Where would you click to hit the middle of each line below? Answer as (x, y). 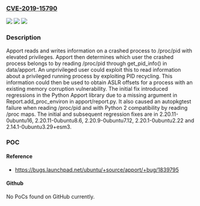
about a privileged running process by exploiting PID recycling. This (90, 76)
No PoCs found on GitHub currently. (50, 196)
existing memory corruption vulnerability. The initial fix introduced (87, 88)
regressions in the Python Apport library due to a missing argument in (92, 95)
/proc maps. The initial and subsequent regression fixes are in (82, 114)
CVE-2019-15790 (32, 8)
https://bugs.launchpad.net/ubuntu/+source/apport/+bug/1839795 (97, 170)
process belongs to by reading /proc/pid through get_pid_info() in (87, 63)
